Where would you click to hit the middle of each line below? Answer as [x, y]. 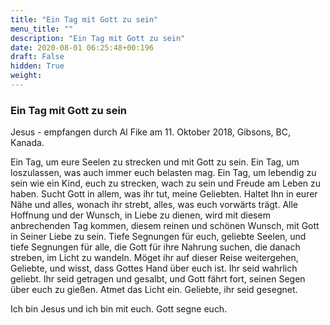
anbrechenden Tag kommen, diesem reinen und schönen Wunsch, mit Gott [165, 226]
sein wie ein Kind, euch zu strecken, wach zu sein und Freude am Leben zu [166, 183]
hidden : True [37, 66]
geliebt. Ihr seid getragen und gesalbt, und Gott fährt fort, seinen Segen [158, 279]
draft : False [37, 57]
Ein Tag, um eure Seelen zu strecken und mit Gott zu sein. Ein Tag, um [155, 162]
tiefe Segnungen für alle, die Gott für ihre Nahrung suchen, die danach [155, 247]
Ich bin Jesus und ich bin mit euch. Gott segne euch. [119, 309]
